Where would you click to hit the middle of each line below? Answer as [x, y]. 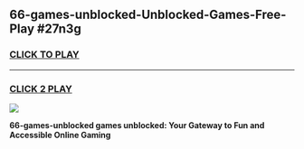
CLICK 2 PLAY [41, 88]
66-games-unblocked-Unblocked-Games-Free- [148, 15]
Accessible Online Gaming [60, 135]
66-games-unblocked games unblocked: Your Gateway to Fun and [137, 125]
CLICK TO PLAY [44, 55]
